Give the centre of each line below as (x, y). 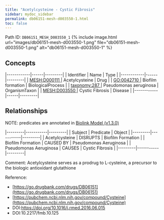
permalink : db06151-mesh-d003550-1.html (47, 19)
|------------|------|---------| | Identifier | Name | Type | (62, 75)
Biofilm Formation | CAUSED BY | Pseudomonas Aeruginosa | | (68, 143)
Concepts (20, 63)
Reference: (16, 177)
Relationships (26, 111)
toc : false (16, 23)
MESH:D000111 (44, 80)
